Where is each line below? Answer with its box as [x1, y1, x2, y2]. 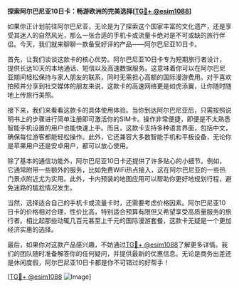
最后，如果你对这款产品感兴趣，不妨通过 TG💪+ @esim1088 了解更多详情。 [7, 240, 222, 249]
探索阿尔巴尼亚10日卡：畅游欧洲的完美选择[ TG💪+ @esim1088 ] [7, 7, 192, 15]
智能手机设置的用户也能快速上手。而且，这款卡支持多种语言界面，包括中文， [7, 124, 232, 132]
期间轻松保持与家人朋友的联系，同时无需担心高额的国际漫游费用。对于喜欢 [13, 73, 232, 81]
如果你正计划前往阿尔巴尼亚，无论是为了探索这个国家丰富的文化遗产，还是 [7, 22, 225, 31]
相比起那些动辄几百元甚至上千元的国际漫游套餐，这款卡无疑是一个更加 [26, 217, 232, 225]
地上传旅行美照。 [7, 91, 58, 99]
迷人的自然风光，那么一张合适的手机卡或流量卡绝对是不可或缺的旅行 [19, 31, 219, 39]
